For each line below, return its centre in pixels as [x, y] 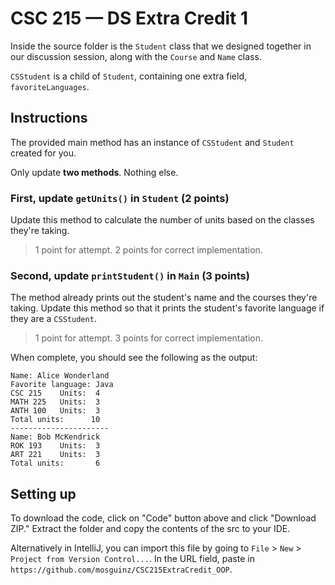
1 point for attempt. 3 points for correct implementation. [148, 338]
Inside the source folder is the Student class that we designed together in [161, 46]
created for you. [43, 153]
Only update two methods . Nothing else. [94, 172]
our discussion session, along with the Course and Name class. [136, 56]
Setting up [43, 493]
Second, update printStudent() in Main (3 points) [130, 275]
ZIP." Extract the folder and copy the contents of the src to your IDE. [150, 529]
